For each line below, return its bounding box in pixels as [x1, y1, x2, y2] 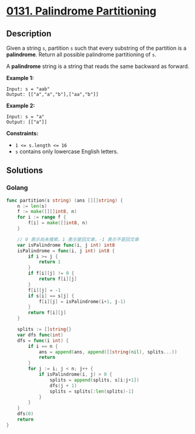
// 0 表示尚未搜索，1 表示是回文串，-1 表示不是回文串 [17, 236, 139, 242]
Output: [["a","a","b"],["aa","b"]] [6, 92, 99, 98]
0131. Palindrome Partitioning [6, 4, 157, 18]
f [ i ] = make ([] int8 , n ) [28, 220, 88, 226]
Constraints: [6, 130, 39, 137]
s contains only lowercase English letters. [15, 148, 119, 155]
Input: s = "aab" [6, 86, 50, 92]
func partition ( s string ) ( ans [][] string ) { [6, 197, 123, 204]
